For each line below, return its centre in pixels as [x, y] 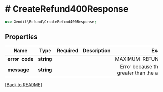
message [18, 70]
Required [67, 50]
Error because [136, 66]
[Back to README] [24, 84]
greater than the [136, 73]
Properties [21, 37]
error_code [21, 59]
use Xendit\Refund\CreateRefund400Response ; [51, 22]
